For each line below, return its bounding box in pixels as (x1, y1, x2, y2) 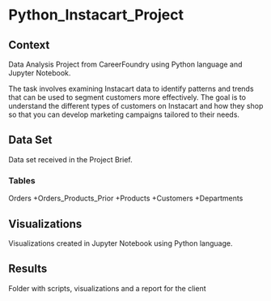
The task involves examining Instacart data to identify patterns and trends (8, 84, 254, 93)
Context (8, 38, 50, 52)
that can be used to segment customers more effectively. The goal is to (8, 92, 247, 102)
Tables (8, 174, 36, 186)
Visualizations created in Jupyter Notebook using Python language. (8, 238, 233, 248)
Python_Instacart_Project (8, 6, 184, 24)
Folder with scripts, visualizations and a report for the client (8, 283, 206, 293)
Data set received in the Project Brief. (8, 154, 133, 164)
